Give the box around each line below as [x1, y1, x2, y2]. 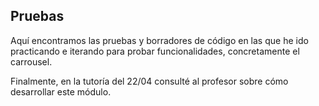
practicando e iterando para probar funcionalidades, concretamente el [10, 45, 300, 57]
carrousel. [10, 55, 53, 68]
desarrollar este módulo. [10, 85, 112, 98]
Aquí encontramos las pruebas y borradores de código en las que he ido [10, 34, 309, 46]
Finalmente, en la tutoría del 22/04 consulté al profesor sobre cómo [10, 75, 289, 87]
